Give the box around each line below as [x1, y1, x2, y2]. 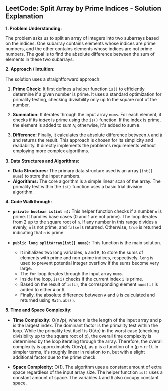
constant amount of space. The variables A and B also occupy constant [12, 374, 159, 380]
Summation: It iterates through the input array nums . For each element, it [12, 111, 162, 117]
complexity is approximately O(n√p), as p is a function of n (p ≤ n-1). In [12, 343, 159, 349]
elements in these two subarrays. [5, 56, 74, 62]
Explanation [5, 12, 44, 21]
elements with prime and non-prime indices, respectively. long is [20, 254, 154, 261]
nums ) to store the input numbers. [12, 173, 81, 179]
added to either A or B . [20, 286, 66, 292]
